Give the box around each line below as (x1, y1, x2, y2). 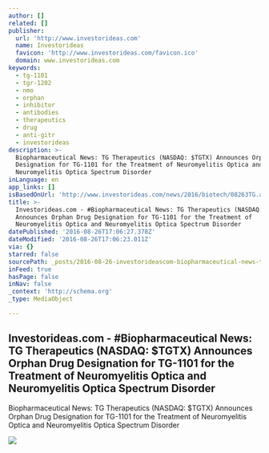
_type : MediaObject (8, 295, 74, 303)
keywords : (8, 64, 42, 72)
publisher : (8, 26, 45, 34)
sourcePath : (8, 257, 48, 265)
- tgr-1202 (15, 79, 52, 87)
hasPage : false (8, 273, 59, 281)
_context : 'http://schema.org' (8, 288, 113, 296)
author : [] (8, 11, 45, 20)
